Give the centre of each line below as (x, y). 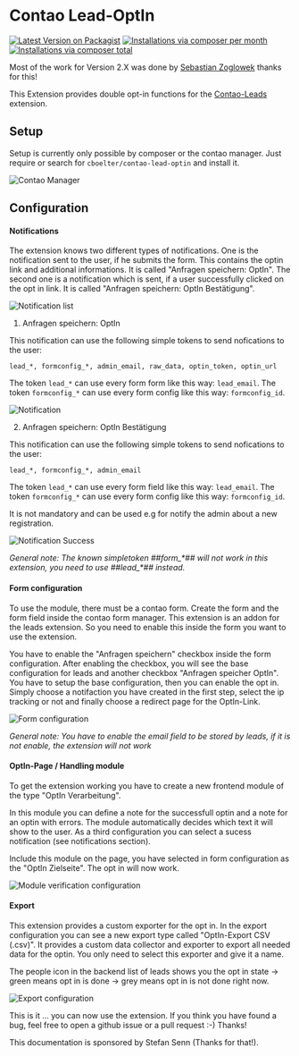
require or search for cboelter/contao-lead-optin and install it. (125, 163)
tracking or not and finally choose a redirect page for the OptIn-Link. (135, 701)
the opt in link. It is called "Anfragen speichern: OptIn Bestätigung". (132, 289)
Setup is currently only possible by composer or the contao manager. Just (145, 153)
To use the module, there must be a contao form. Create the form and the (144, 608)
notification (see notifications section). (80, 841)
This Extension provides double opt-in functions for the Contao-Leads (138, 94)
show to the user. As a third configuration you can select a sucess (130, 832)
